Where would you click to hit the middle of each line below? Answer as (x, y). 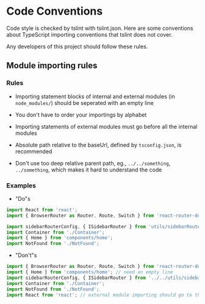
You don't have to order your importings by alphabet (81, 115)
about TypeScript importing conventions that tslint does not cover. (89, 34)
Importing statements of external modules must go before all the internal (106, 126)
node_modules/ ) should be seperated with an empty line (84, 103)
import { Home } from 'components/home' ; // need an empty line (90, 272)
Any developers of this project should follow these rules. (77, 46)
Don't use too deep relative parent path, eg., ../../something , (93, 163)
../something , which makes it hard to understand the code (88, 170)
